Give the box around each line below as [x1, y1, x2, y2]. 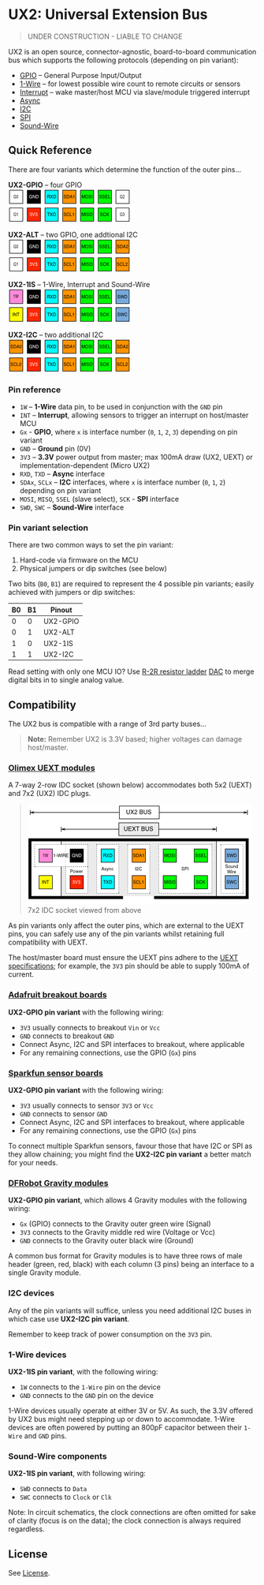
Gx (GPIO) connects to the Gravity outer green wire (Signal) [19, 1219, 211, 1228]
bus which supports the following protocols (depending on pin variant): [8, 55, 239, 65]
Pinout [50, 605, 73, 615]
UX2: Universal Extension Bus [8, 6, 208, 24]
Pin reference [8, 384, 61, 395]
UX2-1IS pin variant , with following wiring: [8, 1469, 146, 1478]
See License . [8, 1568, 50, 1578]
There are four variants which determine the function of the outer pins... [8, 164, 242, 174]
